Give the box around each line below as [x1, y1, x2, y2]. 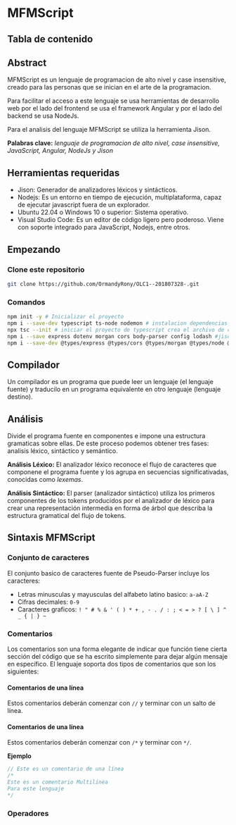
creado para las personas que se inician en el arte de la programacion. [7, 83, 212, 92]
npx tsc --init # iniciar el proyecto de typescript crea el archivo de [7, 326, 225, 333]
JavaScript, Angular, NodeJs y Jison [7, 147, 114, 155]
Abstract [7, 56, 47, 68]
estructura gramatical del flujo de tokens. [7, 511, 126, 520]
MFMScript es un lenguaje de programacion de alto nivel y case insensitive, [7, 75, 226, 84]
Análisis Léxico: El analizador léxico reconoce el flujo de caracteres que [7, 460, 217, 469]
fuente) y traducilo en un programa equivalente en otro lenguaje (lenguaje [7, 385, 221, 394]
